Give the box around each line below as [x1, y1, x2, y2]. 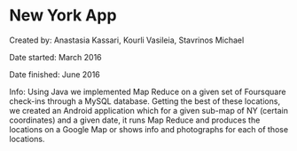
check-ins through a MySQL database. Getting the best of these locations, [9, 95, 281, 107]
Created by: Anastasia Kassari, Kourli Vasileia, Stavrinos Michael [9, 35, 245, 45]
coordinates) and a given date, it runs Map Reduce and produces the [9, 115, 261, 125]
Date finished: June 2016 [9, 68, 100, 80]
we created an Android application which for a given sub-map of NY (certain [9, 105, 288, 115]
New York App [9, 5, 117, 26]
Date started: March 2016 [9, 52, 102, 62]
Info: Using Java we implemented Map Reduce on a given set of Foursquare [9, 86, 286, 97]
